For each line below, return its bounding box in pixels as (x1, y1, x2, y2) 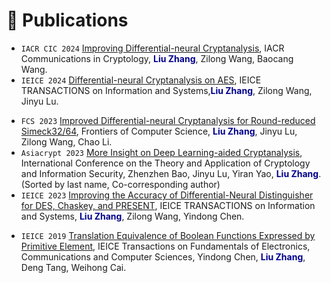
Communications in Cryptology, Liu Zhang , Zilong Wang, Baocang (20, 52, 294, 64)
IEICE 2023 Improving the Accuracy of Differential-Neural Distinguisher (20, 189, 314, 201)
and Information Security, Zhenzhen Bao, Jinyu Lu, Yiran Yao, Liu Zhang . (20, 167, 322, 179)
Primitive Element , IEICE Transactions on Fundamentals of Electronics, (20, 240, 311, 252)
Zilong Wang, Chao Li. (20, 135, 113, 148)
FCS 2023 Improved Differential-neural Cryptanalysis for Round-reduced (20, 114, 316, 126)
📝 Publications (6, 9, 129, 32)
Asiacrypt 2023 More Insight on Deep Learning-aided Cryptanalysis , (20, 146, 303, 158)
